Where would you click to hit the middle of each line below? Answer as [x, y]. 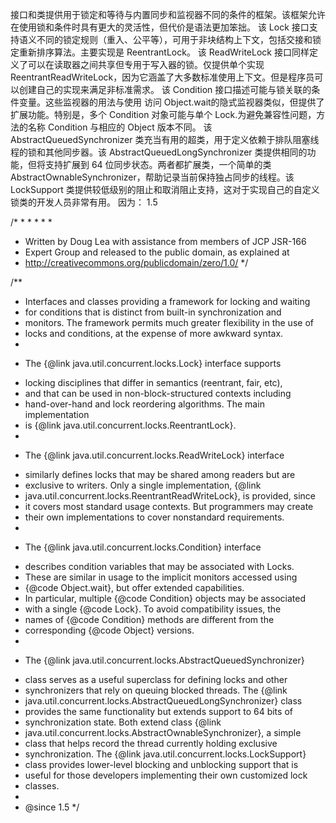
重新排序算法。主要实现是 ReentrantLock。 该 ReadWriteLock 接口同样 [164, 52]
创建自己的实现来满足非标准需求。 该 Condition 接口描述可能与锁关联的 [165, 89]
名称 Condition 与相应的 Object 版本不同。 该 [120, 127]
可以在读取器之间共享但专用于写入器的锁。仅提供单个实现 [146, 64]
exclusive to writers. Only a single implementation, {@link [143, 485]
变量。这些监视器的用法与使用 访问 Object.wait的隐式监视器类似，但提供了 [171, 102]
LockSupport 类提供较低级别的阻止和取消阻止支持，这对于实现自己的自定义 [165, 189]
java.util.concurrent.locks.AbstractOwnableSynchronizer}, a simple [163, 732]
